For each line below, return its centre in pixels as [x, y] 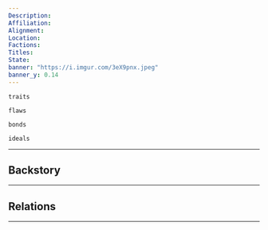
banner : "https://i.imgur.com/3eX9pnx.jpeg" [83, 68]
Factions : [25, 45]
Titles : [21, 53]
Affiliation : [30, 23]
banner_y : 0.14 [33, 75]
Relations [32, 207]
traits [19, 96]
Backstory [35, 171]
